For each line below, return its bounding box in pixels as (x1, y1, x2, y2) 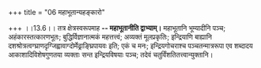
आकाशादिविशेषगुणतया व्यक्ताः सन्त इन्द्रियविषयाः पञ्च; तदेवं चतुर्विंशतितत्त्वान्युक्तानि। (8, 50, 214, 59)
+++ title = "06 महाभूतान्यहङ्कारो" (8, 8, 105, 17)
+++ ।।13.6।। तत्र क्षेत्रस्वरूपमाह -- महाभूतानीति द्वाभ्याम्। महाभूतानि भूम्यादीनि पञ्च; (8, 24, 226, 32)
